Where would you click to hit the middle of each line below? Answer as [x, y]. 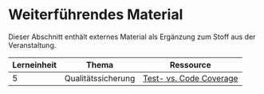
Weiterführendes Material [96, 15]
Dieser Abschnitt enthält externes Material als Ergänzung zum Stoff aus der [132, 37]
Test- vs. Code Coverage [190, 78]
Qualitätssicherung [100, 78]
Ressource [190, 65]
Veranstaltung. [32, 45]
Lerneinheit [35, 65]
